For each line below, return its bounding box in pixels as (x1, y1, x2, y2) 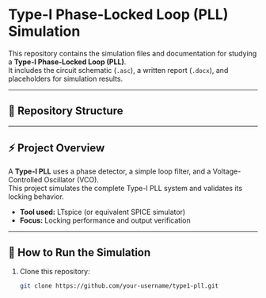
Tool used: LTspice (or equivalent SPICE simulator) (19, 207, 186, 216)
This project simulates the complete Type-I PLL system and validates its (8, 183, 243, 193)
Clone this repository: (19, 267, 90, 277)
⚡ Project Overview (8, 141, 105, 155)
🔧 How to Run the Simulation (8, 246, 151, 259)
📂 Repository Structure (8, 105, 123, 118)
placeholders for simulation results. (8, 74, 123, 83)
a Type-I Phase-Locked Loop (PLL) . (8, 57, 127, 67)
